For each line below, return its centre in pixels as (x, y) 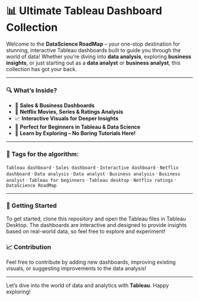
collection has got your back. (41, 69)
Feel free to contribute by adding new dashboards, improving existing (91, 262)
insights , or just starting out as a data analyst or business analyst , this (93, 63)
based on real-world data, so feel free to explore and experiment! (86, 231)
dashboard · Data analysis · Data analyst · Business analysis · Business (93, 173)
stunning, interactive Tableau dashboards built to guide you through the (93, 50)
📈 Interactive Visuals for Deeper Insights (66, 119)
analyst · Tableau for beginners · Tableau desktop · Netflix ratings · (91, 180)
